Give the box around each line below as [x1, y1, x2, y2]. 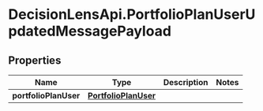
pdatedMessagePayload [8, 22, 172, 40]
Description [163, 77, 209, 87]
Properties [8, 54, 62, 67]
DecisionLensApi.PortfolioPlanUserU [8, 6, 256, 24]
